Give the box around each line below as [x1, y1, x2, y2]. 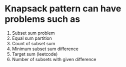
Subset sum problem [11, 30, 55, 36]
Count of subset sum [11, 40, 55, 46]
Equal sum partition [11, 35, 52, 41]
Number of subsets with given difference [11, 56, 96, 62]
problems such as [4, 13, 80, 25]
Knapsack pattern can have [4, 3, 121, 14]
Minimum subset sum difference [11, 46, 78, 52]
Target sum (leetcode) [11, 51, 58, 57]
